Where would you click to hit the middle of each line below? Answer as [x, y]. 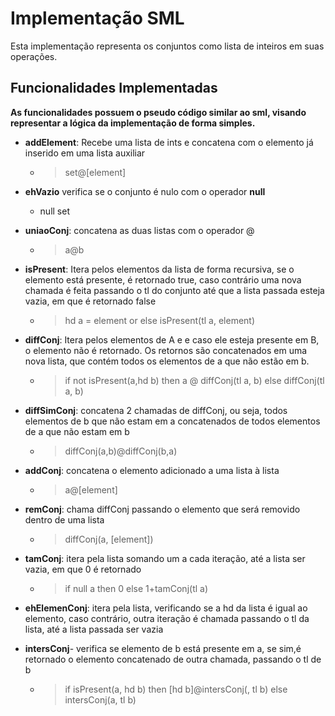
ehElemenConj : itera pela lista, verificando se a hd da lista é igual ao [166, 608]
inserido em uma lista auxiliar [85, 153]
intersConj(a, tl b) [100, 699]
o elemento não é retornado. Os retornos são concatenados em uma [166, 350]
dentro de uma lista [64, 519]
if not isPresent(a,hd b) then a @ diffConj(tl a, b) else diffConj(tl [194, 380]
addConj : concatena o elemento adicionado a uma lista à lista [152, 470]
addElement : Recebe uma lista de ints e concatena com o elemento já [169, 142]
